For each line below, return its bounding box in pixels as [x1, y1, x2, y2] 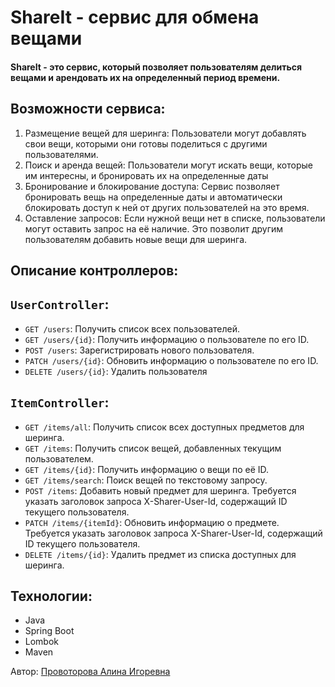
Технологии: [10, 588, 93, 605]
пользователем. [24, 452, 94, 465]
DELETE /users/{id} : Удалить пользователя [24, 365, 208, 377]
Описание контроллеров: [10, 262, 179, 279]
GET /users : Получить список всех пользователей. [24, 322, 241, 335]
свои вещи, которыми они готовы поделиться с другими [24, 137, 268, 150]
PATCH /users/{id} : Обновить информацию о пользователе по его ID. [24, 354, 319, 366]
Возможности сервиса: [10, 101, 166, 118]
